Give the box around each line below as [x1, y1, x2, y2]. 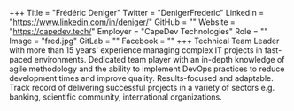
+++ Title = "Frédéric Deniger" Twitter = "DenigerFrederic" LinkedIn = [9, 8, 264, 18]
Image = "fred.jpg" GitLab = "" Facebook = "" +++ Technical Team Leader [9, 35, 280, 46]
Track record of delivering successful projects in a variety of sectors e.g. [9, 83, 275, 92]
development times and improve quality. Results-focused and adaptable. [9, 73, 274, 83]
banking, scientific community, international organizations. [9, 92, 223, 102]
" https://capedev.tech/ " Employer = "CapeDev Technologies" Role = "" [9, 26, 268, 36]
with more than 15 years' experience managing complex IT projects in [9, 45, 263, 55]
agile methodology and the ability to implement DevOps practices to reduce [9, 63, 285, 74]
